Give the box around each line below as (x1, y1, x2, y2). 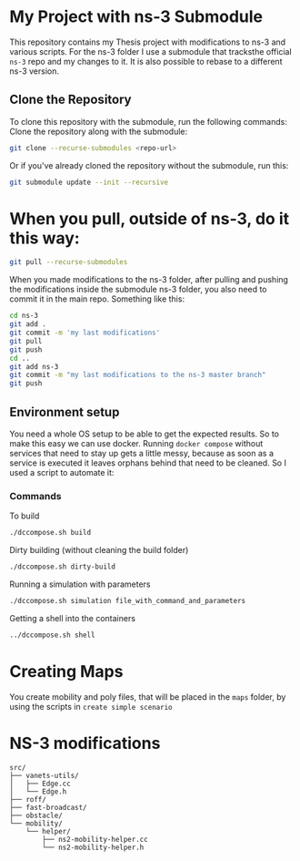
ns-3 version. (9, 66, 60, 77)
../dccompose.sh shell (9, 630, 95, 640)
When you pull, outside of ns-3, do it (9, 208, 289, 229)
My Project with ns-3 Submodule (9, 6, 264, 27)
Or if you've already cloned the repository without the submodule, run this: (9, 159, 289, 170)
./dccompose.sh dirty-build (9, 562, 116, 571)
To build (9, 510, 40, 521)
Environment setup (9, 404, 120, 420)
